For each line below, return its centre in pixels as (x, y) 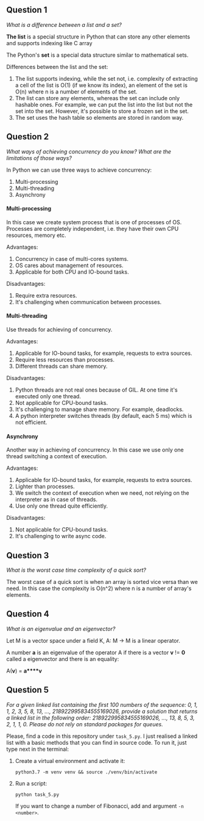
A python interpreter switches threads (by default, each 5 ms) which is (104, 416)
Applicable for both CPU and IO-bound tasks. (72, 272)
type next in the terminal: (37, 749)
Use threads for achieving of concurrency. (59, 330)
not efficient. (31, 422)
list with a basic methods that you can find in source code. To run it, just (97, 742)
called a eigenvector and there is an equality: (63, 659)
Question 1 (27, 10)
